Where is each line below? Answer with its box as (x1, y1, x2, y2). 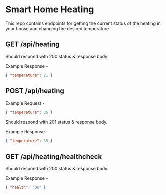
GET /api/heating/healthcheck (5, 152, 102, 161)
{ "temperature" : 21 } (5, 73, 53, 78)
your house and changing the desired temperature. (5, 25, 110, 31)
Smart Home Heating (5, 4, 94, 15)
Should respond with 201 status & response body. (5, 119, 108, 125)
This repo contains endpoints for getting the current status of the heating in (5, 20, 161, 26)
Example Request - (5, 100, 45, 106)
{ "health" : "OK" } (5, 185, 46, 190)
